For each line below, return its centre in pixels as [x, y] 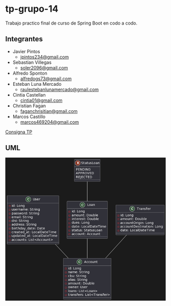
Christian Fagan [29, 106]
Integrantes [24, 39]
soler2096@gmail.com [44, 67]
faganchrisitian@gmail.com [49, 111]
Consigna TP [19, 132]
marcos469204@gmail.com [50, 122]
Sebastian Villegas [32, 62]
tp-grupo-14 [32, 9]
